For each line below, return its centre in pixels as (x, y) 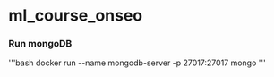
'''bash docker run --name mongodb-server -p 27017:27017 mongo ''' (137, 63)
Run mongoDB (40, 44)
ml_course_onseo (76, 16)
